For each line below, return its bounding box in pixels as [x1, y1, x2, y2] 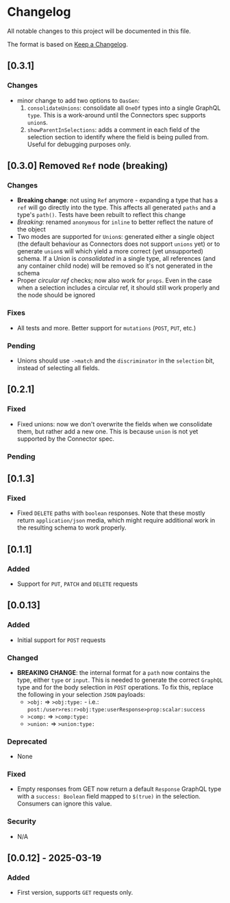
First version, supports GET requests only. [16, 889, 133, 897]
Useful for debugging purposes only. [27, 140, 131, 148]
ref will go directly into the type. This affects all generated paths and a [16, 203, 216, 212]
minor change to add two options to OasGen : [16, 96, 140, 104]
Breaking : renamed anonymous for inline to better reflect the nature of [16, 218, 214, 227]
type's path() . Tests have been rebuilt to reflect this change [16, 211, 186, 219]
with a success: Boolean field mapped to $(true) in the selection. [16, 792, 201, 801]
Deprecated [7, 736, 48, 746]
